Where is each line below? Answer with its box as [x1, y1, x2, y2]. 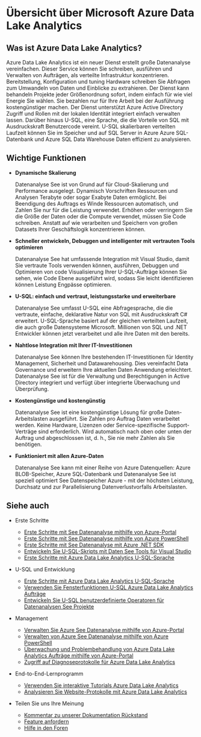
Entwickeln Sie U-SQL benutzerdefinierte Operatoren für [23, 597, 164, 604]
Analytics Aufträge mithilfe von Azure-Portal [23, 651, 134, 659]
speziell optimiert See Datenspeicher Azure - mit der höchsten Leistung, [14, 477, 194, 484]
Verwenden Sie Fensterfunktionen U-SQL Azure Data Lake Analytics [23, 583, 194, 591]
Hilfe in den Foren [23, 724, 68, 732]
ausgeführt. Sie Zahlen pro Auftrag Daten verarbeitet [49, 415, 180, 422]
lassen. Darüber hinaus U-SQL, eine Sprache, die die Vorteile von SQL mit [6, 116, 190, 124]
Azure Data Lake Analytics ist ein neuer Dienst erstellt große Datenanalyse [6, 59, 191, 66]
